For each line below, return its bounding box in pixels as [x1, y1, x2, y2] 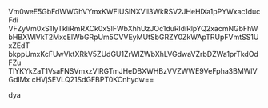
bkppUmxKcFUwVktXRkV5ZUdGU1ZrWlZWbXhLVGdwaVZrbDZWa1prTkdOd [8, 50, 258, 58]
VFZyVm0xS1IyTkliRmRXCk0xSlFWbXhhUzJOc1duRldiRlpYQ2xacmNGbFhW [8, 24, 258, 33]
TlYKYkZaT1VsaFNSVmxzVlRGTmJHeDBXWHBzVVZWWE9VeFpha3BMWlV [8, 66, 258, 75]
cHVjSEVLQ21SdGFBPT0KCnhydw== [31, 75, 154, 84]
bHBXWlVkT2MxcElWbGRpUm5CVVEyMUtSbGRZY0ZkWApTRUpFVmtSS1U [8, 32, 259, 42]
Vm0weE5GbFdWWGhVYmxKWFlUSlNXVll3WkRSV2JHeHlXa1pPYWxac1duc [8, 7, 261, 16]
